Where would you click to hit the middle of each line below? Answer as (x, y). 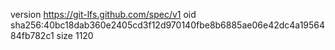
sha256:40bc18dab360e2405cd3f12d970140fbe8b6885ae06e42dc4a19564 (168, 25)
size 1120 (75, 35)
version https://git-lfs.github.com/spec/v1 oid (103, 14)
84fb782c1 (32, 35)
